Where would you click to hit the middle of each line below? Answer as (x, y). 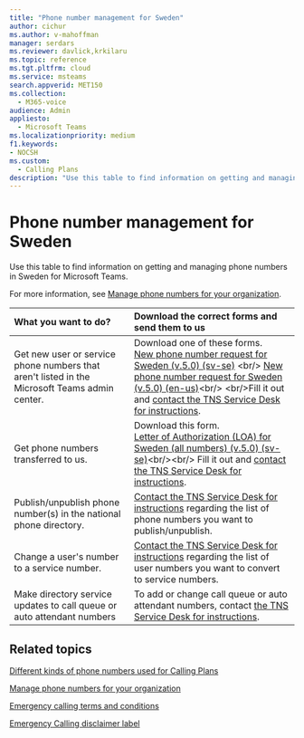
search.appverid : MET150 (56, 85)
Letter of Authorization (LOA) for (203, 437)
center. (29, 399)
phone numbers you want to (194, 520)
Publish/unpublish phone (67, 503)
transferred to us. (51, 460)
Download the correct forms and (206, 316)
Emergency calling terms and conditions (85, 706)
